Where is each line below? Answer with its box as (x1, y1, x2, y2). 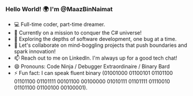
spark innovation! (13, 48, 56, 55)
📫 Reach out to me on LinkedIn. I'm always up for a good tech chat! (13, 54, 177, 61)
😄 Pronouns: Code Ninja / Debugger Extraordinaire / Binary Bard (13, 63, 170, 70)
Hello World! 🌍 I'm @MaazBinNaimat (5, 5, 113, 13)
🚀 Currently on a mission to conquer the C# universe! (13, 29, 142, 36)
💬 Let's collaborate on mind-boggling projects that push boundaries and (13, 42, 187, 49)
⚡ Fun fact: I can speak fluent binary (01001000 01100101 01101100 (13, 70, 173, 77)
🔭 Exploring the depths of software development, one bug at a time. (13, 36, 177, 43)
